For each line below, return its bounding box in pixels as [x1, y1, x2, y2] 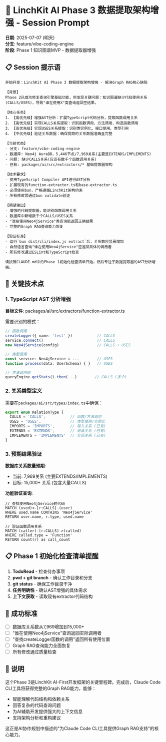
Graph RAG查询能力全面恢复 [12, 642, 71, 648]
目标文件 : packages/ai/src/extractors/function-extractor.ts [5, 308, 125, 314]
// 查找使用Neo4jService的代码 [5, 501, 65, 506]
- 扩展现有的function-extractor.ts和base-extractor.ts [5, 182, 117, 188]
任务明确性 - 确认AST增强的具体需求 [12, 587, 87, 593]
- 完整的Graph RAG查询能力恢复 [5, 224, 63, 229]
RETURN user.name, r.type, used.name [5, 514, 84, 519]
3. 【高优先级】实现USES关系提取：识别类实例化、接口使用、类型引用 [5, 126, 129, 131]
